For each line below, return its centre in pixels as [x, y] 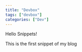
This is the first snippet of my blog [41, 44]
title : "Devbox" [22, 10]
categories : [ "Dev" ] [27, 19]
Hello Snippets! [21, 34]
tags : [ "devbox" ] [24, 15]
